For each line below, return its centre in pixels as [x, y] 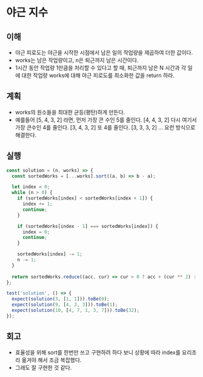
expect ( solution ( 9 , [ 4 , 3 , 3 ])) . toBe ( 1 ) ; [65, 305]
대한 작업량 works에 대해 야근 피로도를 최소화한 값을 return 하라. [98, 75]
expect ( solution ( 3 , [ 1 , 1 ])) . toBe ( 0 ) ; [61, 299]
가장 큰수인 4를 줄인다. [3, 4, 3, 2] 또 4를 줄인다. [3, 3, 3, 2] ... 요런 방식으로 [105, 127]
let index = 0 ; [31, 187]
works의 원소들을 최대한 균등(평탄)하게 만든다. [70, 112]
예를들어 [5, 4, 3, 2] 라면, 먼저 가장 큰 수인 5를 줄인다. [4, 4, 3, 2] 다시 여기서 [106, 120]
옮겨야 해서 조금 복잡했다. [52, 360]
